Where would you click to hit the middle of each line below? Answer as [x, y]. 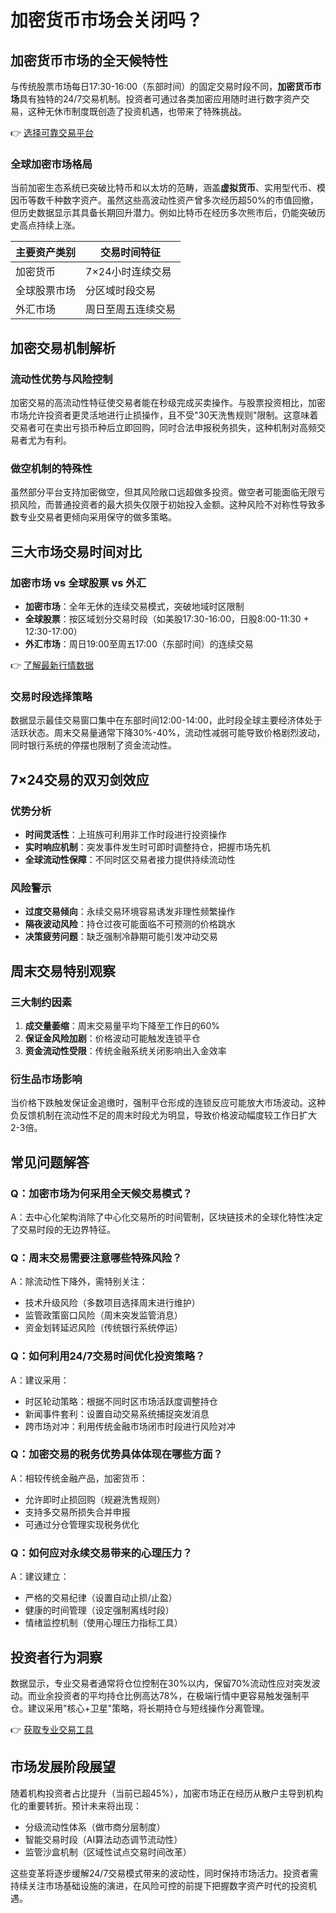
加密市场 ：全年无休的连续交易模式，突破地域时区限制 [134, 606]
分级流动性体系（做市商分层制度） [95, 1827]
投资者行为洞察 [56, 1657]
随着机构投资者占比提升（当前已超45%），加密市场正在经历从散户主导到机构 [167, 1793]
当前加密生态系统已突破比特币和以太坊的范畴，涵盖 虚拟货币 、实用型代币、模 [168, 188]
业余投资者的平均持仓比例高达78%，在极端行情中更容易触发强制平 [173, 1695]
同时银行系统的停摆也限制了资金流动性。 [93, 745]
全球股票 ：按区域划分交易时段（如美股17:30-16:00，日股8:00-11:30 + [167, 618]
